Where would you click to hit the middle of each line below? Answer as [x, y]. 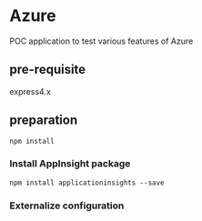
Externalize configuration [67, 206]
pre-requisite [48, 70]
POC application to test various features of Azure [101, 41]
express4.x [30, 91]
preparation [44, 121]
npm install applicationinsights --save [87, 183]
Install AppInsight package [70, 164]
